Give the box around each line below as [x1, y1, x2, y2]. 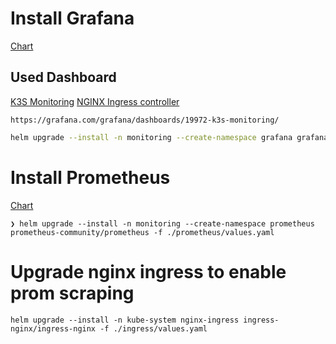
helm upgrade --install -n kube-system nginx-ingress [10, 315, 240, 325]
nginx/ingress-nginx [10, 323, 97, 334]
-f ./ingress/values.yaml [99, 323, 208, 334]
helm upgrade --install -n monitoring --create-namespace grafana [10, 132, 293, 142]
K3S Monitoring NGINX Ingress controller [10, 95, 180, 107]
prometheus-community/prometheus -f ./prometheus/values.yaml [10, 227, 275, 237]
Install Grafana [10, 7, 135, 30]
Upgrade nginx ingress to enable [10, 260, 287, 283]
